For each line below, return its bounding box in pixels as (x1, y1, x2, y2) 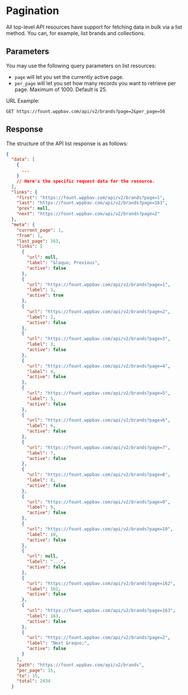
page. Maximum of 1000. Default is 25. (14, 86, 108, 93)
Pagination (6, 4, 59, 18)
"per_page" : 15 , (16, 668, 56, 673)
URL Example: (6, 97, 40, 104)
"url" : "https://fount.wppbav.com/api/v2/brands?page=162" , (27, 580, 176, 586)
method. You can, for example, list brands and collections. (6, 29, 146, 36)
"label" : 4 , (27, 368, 56, 375)
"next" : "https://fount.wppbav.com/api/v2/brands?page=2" (16, 211, 160, 217)
